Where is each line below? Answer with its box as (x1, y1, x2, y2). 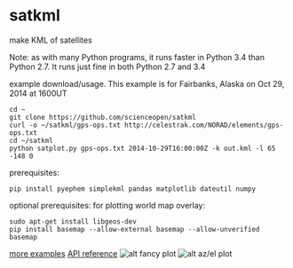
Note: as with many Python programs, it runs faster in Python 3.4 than (9, 51, 265, 62)
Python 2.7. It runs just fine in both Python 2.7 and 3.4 (9, 61, 206, 72)
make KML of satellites (9, 35, 93, 45)
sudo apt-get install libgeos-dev (9, 217, 138, 226)
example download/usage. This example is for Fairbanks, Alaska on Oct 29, (9, 78, 285, 89)
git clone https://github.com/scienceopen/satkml (9, 113, 197, 122)
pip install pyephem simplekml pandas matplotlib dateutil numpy (9, 184, 256, 193)
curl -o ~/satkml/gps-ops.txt (9, 121, 122, 130)
